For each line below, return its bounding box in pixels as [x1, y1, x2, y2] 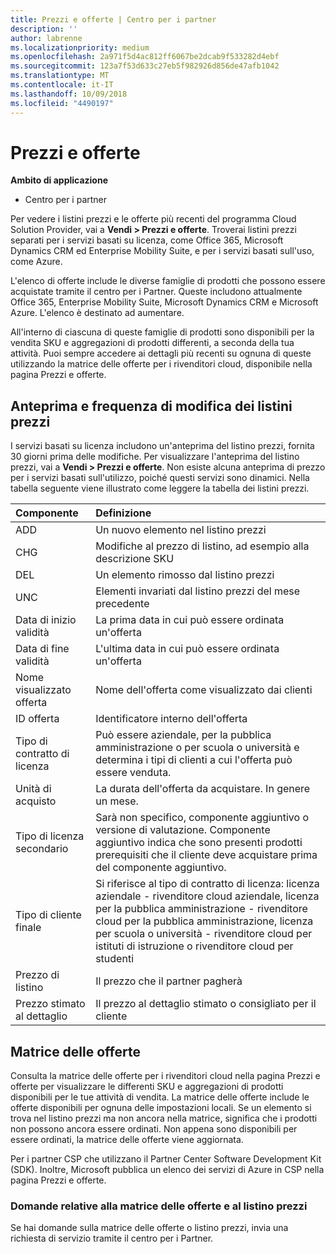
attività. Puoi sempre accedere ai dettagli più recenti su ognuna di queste [10, 347, 312, 360]
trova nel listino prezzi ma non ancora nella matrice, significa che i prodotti [10, 1112, 318, 1125]
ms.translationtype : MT [10, 71, 110, 81]
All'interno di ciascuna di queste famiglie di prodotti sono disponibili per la [10, 326, 315, 338]
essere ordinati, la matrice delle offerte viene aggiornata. [10, 1134, 244, 1146]
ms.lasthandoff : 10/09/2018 [10, 89, 128, 99]
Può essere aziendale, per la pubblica [95, 728, 272, 742]
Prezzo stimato [15, 997, 86, 1011]
